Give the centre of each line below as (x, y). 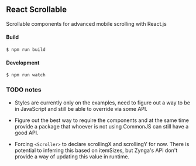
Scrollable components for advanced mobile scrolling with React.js (86, 23)
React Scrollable (37, 10)
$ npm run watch (26, 75)
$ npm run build (26, 50)
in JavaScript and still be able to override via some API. (81, 109)
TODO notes (24, 90)
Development (23, 62)
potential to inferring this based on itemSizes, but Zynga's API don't (96, 150)
